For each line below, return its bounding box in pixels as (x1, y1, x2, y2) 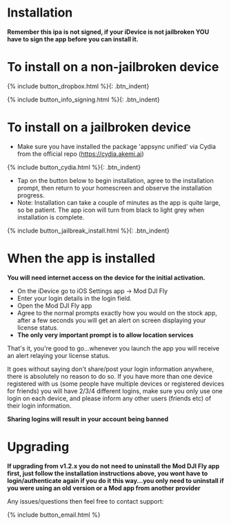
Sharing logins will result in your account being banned (7, 415, 169, 423)
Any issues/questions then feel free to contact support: (7, 497, 164, 505)
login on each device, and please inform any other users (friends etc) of (7, 394, 212, 402)
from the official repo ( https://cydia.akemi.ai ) (17, 150, 145, 158)
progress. (17, 191, 45, 199)
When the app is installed (7, 250, 156, 266)
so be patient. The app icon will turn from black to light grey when (17, 206, 205, 214)
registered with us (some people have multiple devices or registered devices (7, 379, 225, 388)
